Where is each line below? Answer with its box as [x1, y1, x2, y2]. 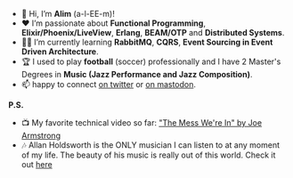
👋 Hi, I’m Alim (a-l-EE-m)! [20, 9, 115, 19]
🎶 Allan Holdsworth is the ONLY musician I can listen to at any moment [20, 140, 280, 150]
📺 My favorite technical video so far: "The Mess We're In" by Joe [20, 117, 263, 128]
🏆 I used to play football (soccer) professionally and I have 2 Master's [20, 56, 281, 67]
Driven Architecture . [20, 46, 99, 57]
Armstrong [20, 130, 61, 141]
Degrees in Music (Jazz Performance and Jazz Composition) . [20, 69, 253, 79]
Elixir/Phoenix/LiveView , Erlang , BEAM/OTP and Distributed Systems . [20, 28, 285, 37]
